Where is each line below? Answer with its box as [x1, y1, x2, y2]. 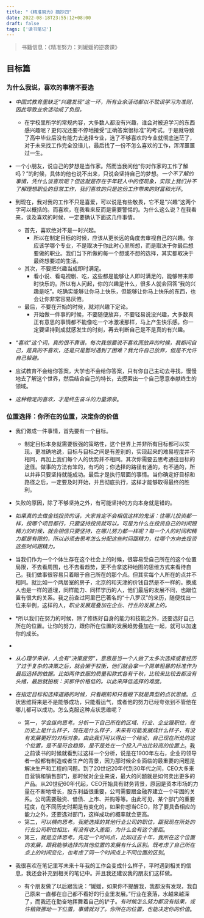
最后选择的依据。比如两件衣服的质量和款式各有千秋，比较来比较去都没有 [15, 670, 197, 678]
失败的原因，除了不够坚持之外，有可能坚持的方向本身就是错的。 [15, 499, 175, 506]
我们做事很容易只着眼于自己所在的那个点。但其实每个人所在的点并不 [26, 571, 197, 579]
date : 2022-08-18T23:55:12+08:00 [6, 15, 91, 21]
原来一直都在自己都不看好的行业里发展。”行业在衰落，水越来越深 [29, 890, 190, 898]
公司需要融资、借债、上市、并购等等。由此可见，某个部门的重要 [35, 796, 195, 803]
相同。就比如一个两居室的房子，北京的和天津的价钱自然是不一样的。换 [15, 579, 192, 586]
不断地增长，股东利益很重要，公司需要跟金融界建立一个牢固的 [35, 788, 190, 795]
